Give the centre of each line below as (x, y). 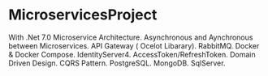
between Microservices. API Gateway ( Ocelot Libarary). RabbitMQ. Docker (134, 45)
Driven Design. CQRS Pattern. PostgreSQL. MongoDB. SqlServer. (117, 63)
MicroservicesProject (83, 15)
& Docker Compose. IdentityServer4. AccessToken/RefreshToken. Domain (132, 54)
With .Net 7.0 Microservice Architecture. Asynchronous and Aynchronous (131, 37)
